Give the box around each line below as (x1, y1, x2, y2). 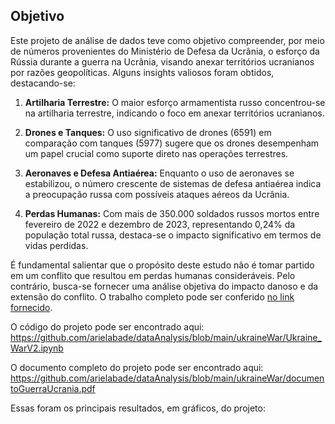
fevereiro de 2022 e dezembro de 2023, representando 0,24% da (24, 218, 296, 230)
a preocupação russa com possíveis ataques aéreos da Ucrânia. (24, 188, 290, 200)
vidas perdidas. (24, 239, 89, 251)
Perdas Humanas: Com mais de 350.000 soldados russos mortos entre (24, 207, 320, 219)
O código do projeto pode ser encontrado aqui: (10, 320, 205, 333)
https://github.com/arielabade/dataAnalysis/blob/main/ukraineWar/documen (10, 372, 325, 384)
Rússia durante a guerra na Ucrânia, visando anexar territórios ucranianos (10, 55, 315, 68)
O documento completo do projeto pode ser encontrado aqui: (10, 361, 264, 373)
